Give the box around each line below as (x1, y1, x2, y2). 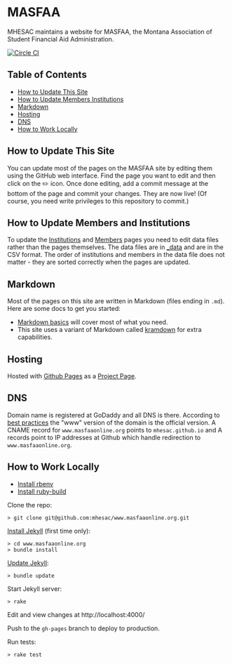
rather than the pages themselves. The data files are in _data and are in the (7, 243, 224, 251)
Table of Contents (7, 69, 88, 81)
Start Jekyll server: (7, 584, 62, 593)
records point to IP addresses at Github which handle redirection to (7, 433, 201, 441)
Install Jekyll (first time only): (7, 526, 91, 535)
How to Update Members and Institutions (7, 217, 191, 229)
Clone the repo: (7, 500, 53, 509)
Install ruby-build (17, 487, 67, 496)
